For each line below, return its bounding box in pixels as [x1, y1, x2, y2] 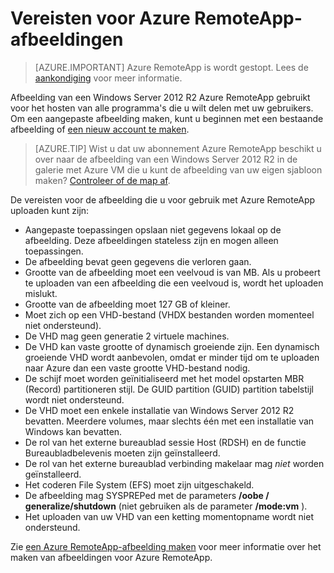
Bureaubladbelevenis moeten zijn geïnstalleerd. [24, 447, 221, 459]
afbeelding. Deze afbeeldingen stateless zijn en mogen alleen [24, 234, 279, 246]
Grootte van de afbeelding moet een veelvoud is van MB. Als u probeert [24, 266, 321, 278]
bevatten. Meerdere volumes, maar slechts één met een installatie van [24, 415, 315, 427]
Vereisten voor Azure [10, 7, 191, 30]
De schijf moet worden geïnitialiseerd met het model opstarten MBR [24, 372, 305, 384]
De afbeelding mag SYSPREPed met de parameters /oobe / [24, 489, 270, 501]
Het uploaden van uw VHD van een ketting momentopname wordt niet [24, 510, 314, 522]
